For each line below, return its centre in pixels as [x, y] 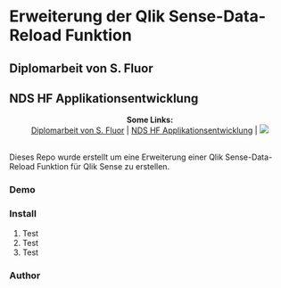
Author [25, 276]
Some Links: [150, 120]
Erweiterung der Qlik [87, 16]
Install [23, 214]
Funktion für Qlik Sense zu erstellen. [103, 167]
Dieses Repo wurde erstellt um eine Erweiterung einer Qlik [116, 157]
